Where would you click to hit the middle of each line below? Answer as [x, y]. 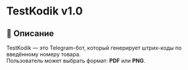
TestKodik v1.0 [45, 11]
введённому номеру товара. [44, 54]
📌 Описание [30, 33]
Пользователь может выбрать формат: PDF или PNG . [76, 61]
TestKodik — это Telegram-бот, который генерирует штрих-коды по [94, 48]
